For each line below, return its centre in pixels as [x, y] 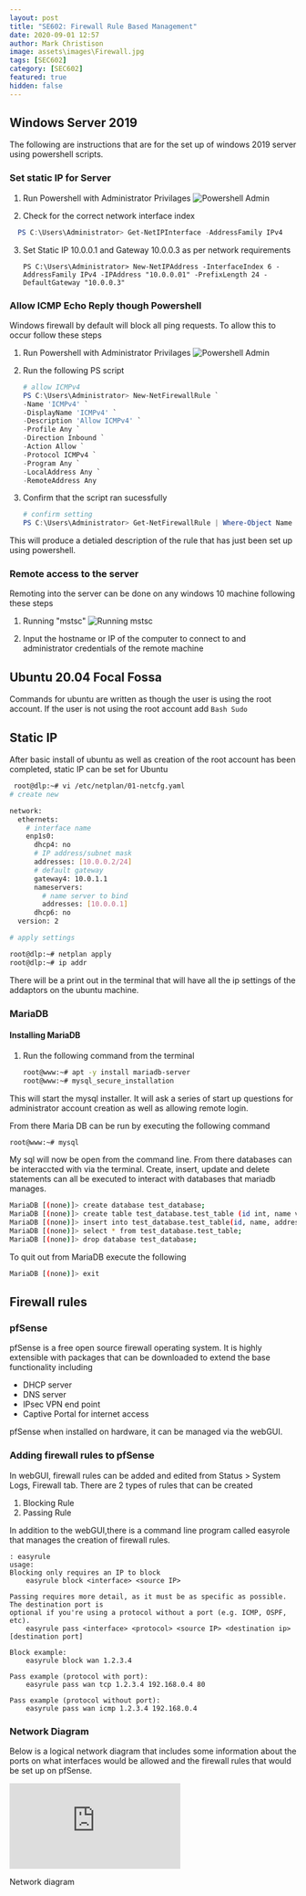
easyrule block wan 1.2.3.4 [79, 1660]
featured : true [38, 78]
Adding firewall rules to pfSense [82, 1455]
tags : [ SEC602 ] [38, 60]
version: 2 [38, 922]
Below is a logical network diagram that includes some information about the [153, 1751]
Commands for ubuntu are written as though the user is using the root [140, 699]
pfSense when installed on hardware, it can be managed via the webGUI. [146, 1432]
